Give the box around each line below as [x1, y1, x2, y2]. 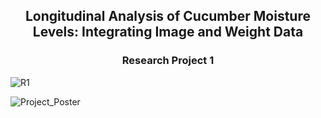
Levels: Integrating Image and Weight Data [32, 24, 304, 41]
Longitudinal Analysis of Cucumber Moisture [25, 8, 311, 25]
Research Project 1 [121, 54, 215, 68]
